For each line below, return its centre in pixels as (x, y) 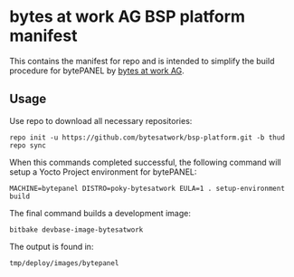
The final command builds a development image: (100, 213)
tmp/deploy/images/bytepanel (64, 263)
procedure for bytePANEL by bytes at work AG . (97, 71)
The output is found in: (52, 246)
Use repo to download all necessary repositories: (101, 120)
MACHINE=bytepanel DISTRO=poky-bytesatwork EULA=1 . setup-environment (147, 188)
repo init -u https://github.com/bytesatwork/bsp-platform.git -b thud (147, 138)
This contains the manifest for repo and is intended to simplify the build (142, 61)
